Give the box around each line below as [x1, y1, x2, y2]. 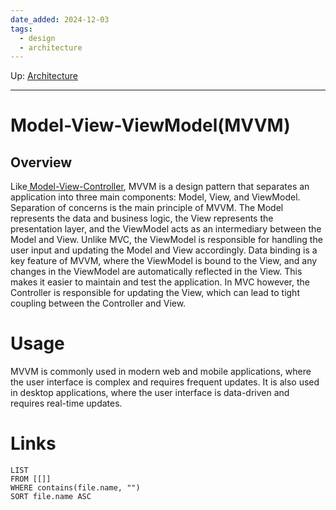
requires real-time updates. [10, 397, 123, 410]
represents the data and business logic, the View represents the [10, 212, 274, 225]
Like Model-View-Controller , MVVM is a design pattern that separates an [10, 181, 310, 193]
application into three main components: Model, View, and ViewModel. [10, 191, 301, 203]
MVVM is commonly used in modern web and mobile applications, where [10, 366, 312, 378]
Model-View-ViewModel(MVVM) [10, 114, 291, 137]
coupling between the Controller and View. [10, 297, 187, 310]
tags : [10, 24, 33, 34]
